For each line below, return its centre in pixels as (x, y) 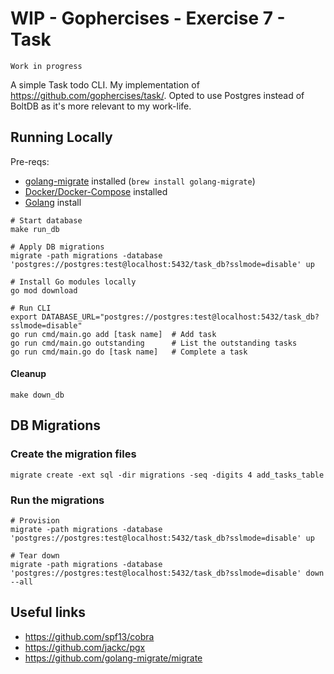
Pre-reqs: (30, 161)
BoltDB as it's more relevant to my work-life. (101, 106)
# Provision (35, 520)
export (24, 317)
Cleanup (28, 374)
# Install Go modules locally (73, 282)
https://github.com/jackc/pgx (85, 647)
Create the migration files (73, 454)
